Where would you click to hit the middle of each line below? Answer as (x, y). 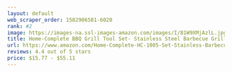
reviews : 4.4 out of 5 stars (49, 52)
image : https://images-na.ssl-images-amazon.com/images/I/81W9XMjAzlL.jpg (117, 33)
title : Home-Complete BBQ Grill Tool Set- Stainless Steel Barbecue (108, 39)
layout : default (30, 13)
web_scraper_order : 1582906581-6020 (60, 20)
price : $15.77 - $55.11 (41, 58)
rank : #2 (20, 26)
